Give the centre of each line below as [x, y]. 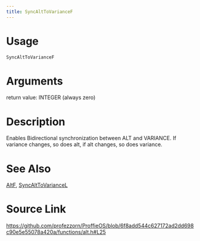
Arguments [35, 81]
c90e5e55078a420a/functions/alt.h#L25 [56, 232]
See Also [29, 169]
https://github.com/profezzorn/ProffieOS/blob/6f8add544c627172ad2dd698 [100, 226]
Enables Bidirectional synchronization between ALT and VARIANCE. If [91, 138]
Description [36, 121]
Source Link [36, 209]
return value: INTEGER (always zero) [51, 98]
